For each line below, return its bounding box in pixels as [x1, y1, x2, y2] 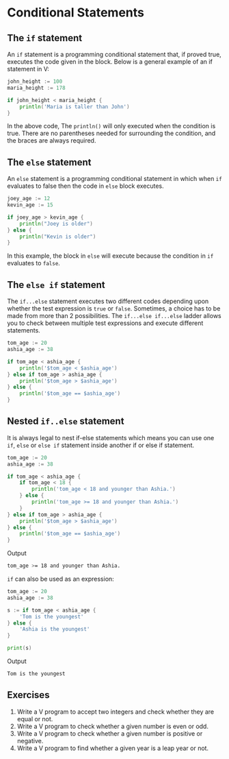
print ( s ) [7, 644, 32, 652]
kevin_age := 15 [7, 202, 53, 208]
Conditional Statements [7, 5, 145, 21]
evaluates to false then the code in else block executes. [7, 182, 164, 190]
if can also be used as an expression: [7, 575, 114, 583]
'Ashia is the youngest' [19, 626, 90, 633]
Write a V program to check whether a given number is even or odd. [16, 722, 208, 730]
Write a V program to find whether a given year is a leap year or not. [16, 744, 209, 752]
